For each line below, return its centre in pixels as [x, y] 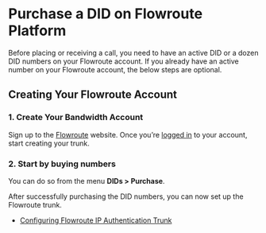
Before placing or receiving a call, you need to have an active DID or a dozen [133, 52]
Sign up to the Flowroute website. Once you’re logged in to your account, [128, 134]
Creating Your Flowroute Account [93, 95]
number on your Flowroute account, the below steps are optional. [115, 69]
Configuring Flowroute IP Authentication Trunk [96, 220]
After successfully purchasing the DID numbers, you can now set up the [126, 196]
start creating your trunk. [49, 143]
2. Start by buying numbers [62, 164]
